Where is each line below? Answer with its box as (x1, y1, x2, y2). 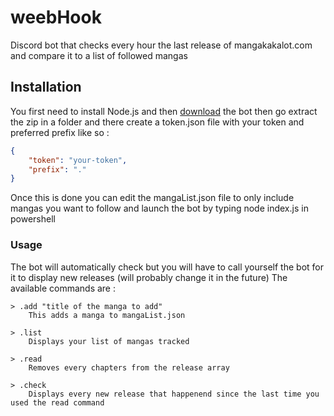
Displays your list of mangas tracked (28, 336, 190, 346)
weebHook (10, 6, 102, 29)
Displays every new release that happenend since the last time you (28, 389, 320, 399)
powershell (10, 213, 56, 225)
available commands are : (10, 282, 117, 294)
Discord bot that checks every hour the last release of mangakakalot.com (10, 39, 313, 51)
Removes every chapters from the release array (28, 362, 230, 373)
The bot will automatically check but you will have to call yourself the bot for (10, 261, 324, 273)
